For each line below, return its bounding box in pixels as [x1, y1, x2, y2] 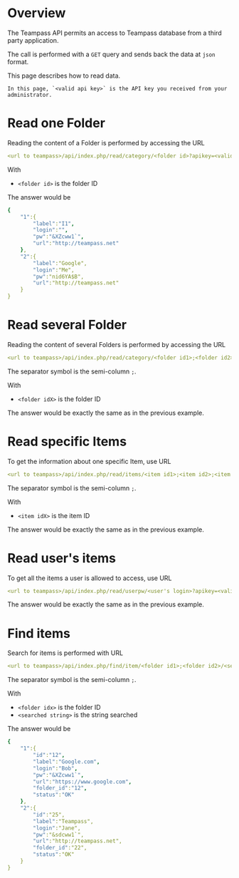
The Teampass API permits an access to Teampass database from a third [7, 29, 222, 37]
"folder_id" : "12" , [33, 785, 87, 792]
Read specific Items [7, 433, 127, 450]
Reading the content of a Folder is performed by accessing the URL [7, 138, 205, 147]
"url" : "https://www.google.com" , [33, 778, 132, 785]
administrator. [7, 91, 53, 98]
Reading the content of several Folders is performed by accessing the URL [7, 340, 226, 348]
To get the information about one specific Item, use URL [7, 457, 171, 465]
